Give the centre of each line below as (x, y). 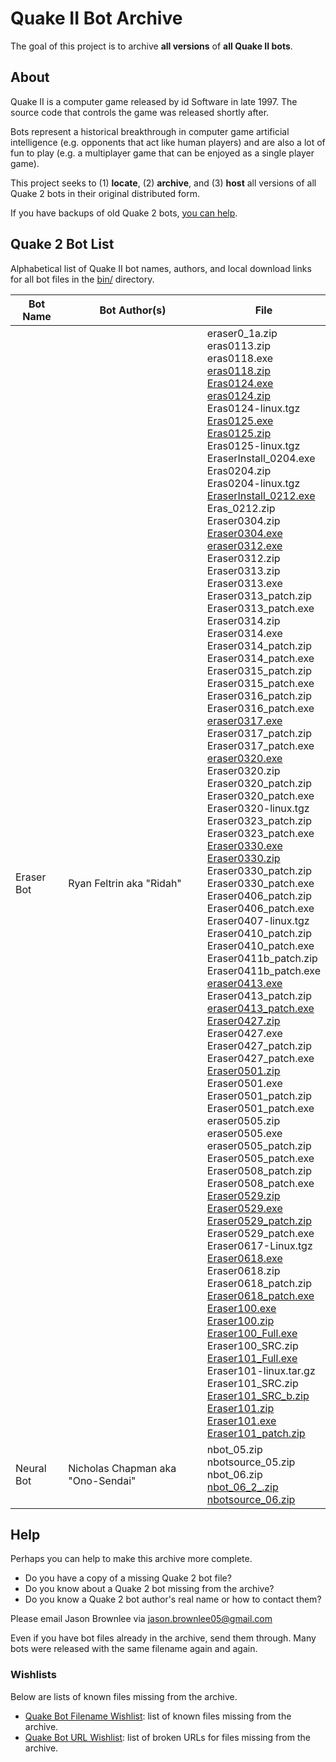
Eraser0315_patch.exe (260, 683)
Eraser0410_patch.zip (259, 933)
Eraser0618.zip (243, 1270)
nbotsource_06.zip (251, 1499)
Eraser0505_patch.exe (260, 1158)
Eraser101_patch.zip (256, 1433)
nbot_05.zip (234, 1449)
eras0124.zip (238, 395)
